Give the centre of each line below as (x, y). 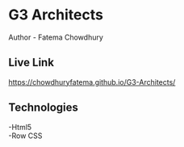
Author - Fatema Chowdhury (56, 37)
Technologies (44, 108)
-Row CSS (25, 136)
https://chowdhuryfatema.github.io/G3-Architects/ (92, 82)
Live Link (31, 63)
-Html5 (20, 127)
